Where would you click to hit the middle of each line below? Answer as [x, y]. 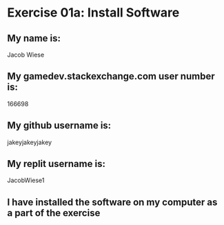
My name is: [34, 38]
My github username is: [59, 126]
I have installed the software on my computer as [112, 202]
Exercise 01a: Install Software [93, 13]
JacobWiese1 [26, 180]
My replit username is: [56, 164]
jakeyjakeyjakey [30, 142]
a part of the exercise [54, 213]
